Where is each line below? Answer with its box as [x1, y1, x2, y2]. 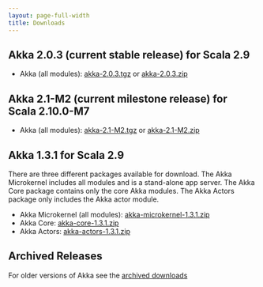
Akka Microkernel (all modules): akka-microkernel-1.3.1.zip [19, 210, 210, 219]
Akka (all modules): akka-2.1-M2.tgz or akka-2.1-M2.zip [19, 126, 200, 135]
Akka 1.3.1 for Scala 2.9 [8, 148, 125, 162]
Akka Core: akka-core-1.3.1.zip [19, 218, 119, 228]
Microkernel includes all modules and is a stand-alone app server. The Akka [8, 177, 255, 187]
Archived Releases [8, 250, 103, 263]
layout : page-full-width [8, 11, 90, 20]
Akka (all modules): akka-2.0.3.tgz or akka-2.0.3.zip [19, 69, 188, 79]
